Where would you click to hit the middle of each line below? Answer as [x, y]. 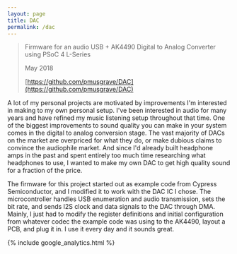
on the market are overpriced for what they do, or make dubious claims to [115, 140]
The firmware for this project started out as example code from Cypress [112, 184]
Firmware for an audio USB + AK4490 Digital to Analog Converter [120, 47]
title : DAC [23, 20]
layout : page [27, 14]
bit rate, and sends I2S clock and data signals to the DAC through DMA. [111, 207]
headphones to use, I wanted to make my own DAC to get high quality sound [119, 163]
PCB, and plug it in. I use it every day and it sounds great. [91, 229]
